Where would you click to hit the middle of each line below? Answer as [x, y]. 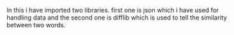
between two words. [36, 25]
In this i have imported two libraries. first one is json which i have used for [113, 10]
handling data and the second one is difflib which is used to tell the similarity [117, 17]
